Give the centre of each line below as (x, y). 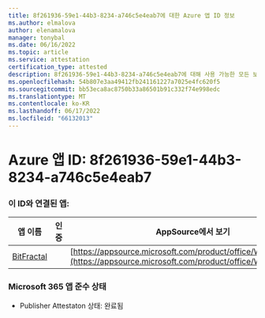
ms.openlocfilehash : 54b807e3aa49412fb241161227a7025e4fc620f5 (114, 81)
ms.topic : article (38, 52)
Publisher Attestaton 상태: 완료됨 (71, 305)
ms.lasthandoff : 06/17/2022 (54, 112)
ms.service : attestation (49, 60)
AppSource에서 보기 (193, 232)
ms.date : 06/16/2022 (42, 45)
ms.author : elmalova (42, 23)
